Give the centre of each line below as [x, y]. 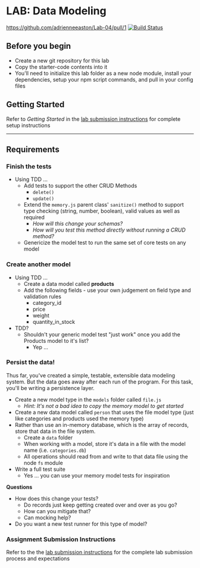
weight [41, 315]
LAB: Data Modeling [56, 11]
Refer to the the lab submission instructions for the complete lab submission [99, 553]
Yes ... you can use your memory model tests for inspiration [97, 475]
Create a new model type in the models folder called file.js [88, 400]
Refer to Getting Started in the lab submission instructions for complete [93, 119]
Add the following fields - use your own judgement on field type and [107, 290]
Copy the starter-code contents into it [61, 67]
